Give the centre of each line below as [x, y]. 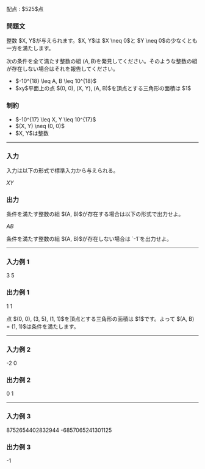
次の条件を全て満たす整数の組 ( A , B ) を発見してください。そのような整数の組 [102, 61]
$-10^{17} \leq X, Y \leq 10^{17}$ [56, 119]
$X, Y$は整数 [32, 133]
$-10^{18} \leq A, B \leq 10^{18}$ [56, 81]
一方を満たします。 [30, 48]
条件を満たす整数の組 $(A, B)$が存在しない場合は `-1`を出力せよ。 [89, 239]
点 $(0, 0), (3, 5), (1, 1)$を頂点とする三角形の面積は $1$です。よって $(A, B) [100, 318]
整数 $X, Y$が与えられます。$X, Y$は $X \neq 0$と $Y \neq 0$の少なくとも [102, 41]
